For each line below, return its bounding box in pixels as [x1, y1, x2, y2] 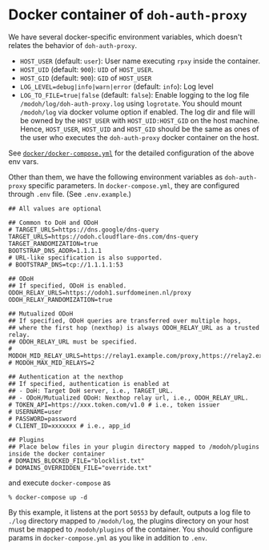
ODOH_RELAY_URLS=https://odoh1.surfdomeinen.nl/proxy [8, 288, 192, 297]
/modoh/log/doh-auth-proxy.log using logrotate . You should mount [19, 98, 243, 108]
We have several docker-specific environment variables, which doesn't [8, 32, 243, 42]
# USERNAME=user [8, 407, 62, 416]
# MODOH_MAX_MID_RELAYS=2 [8, 359, 94, 367]
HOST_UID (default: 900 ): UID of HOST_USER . [19, 64, 154, 74]
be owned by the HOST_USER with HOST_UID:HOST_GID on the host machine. [19, 115, 260, 125]
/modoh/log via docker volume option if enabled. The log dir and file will [19, 106, 255, 117]
